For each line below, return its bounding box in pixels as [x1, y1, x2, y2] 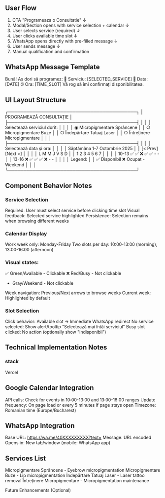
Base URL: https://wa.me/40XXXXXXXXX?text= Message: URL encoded [5, 434, 152, 441]
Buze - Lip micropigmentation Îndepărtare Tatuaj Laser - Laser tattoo [5, 472, 145, 478]
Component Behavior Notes [5, 181, 92, 190]
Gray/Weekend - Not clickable [12, 280, 74, 286]
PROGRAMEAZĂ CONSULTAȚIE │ [5, 114, 73, 120]
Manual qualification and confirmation [12, 48, 90, 54]
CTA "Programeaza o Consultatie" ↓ [12, 17, 87, 23]
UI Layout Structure [5, 96, 66, 104]
